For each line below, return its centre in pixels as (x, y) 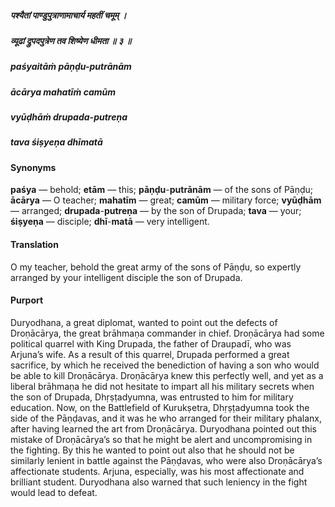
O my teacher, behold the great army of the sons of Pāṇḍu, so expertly (156, 267)
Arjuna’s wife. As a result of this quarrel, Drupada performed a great (150, 354)
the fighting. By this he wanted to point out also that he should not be (152, 450)
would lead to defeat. (54, 492)
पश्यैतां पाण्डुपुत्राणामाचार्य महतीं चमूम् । (68, 15)
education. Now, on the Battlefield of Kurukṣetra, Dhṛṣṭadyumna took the (160, 407)
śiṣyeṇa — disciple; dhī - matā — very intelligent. (110, 222)
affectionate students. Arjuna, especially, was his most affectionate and (157, 471)
